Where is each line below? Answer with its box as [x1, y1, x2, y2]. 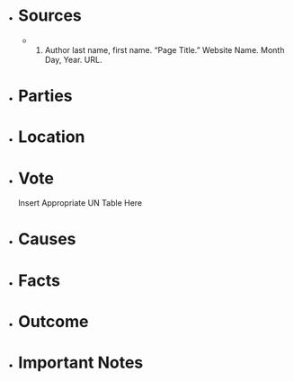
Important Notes [17, 352, 144, 373]
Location [17, 127, 85, 147]
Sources [17, 5, 83, 26]
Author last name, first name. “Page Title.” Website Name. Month [44, 44, 285, 55]
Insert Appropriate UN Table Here [17, 198, 143, 208]
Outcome [17, 311, 89, 332]
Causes [17, 229, 76, 250]
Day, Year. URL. [44, 54, 102, 65]
